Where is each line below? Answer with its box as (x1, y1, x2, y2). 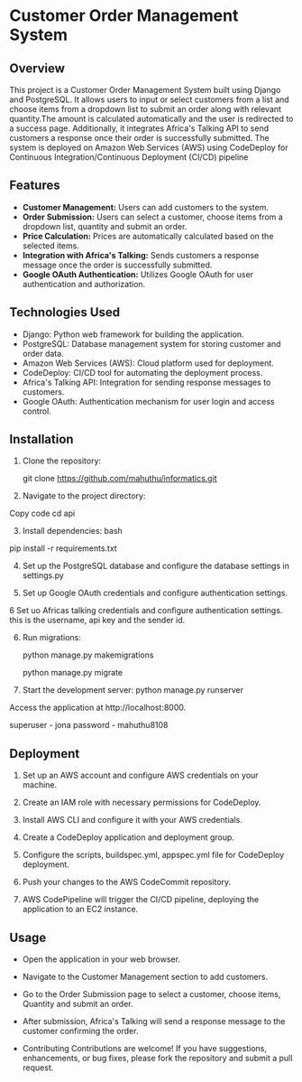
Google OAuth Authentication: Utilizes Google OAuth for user (22, 268, 254, 280)
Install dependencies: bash (22, 526, 124, 536)
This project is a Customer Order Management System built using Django (9, 85, 281, 95)
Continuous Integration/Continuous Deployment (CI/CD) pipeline (9, 152, 249, 163)
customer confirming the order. (22, 1026, 139, 1037)
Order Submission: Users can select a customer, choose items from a (22, 211, 284, 222)
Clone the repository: (22, 455, 102, 466)
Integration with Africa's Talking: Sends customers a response (22, 249, 260, 260)
